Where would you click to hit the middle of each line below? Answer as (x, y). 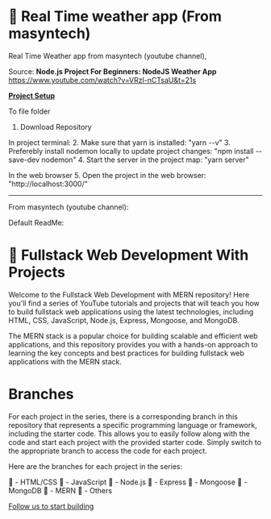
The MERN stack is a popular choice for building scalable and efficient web (133, 336)
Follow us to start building (51, 506)
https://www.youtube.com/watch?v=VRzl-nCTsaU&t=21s (102, 80)
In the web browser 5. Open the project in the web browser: (107, 175)
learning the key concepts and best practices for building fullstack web (126, 353)
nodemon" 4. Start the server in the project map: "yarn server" (146, 160)
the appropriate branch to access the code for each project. (108, 450)
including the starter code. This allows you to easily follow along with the (129, 434)
